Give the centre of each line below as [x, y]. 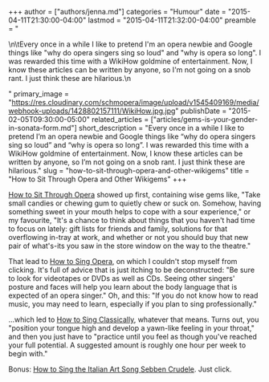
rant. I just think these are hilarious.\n [70, 78]
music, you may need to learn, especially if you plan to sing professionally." [132, 304]
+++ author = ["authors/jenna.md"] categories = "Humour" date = [117, 12]
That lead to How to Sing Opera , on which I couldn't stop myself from [123, 261]
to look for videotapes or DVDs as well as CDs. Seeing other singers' [122, 278]
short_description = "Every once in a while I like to [162, 128]
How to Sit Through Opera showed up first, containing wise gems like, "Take [134, 195]
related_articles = [120, 119]
